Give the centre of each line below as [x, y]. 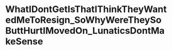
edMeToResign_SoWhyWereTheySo [83, 20]
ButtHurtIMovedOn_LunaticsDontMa [85, 31]
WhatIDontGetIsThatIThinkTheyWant [86, 9]
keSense [24, 42]
